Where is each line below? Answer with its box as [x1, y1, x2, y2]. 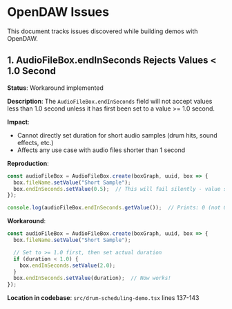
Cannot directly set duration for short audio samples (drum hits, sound [17, 131, 217, 139]
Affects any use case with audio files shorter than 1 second [17, 146, 186, 154]
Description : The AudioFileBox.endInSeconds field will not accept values [7, 97, 213, 105]
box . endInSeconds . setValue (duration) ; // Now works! [13, 274, 171, 282]
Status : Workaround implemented [7, 84, 104, 92]
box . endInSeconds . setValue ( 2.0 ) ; [19, 262, 116, 269]
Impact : [7, 118, 30, 126]
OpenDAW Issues [7, 4, 109, 20]
